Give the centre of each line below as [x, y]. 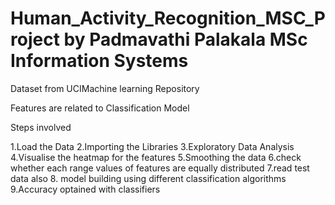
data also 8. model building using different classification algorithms [148, 178]
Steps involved [41, 127]
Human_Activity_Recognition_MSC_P [168, 18]
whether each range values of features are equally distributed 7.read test [160, 168]
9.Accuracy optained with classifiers [85, 189]
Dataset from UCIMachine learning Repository [105, 88]
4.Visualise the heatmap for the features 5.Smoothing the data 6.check [156, 157]
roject [35, 39]
